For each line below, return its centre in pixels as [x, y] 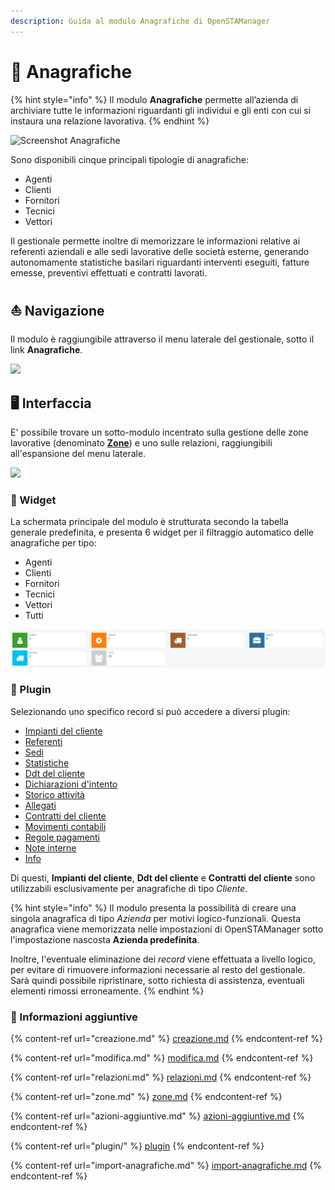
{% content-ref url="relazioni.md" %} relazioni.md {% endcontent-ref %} [161, 1077]
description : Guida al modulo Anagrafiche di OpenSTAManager [140, 21]
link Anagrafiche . [46, 350]
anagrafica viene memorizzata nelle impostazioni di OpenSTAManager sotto [167, 929]
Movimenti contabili [65, 826]
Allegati [40, 805]
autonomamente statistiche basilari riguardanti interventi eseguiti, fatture [160, 262]
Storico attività [54, 794]
